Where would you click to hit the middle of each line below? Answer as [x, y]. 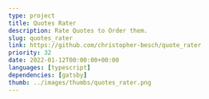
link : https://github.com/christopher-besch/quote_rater [105, 46]
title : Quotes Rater [43, 23]
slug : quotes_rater [41, 38]
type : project [32, 16]
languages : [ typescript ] [49, 68]
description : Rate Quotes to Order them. [78, 30]
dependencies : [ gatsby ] [48, 75]
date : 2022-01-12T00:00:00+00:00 [64, 61]
